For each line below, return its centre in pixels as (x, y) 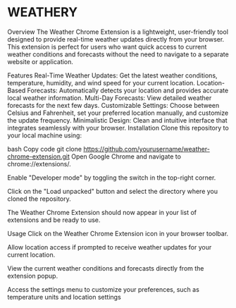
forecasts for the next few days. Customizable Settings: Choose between (113, 105)
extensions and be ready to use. (54, 220)
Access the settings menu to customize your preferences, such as (103, 289)
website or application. (41, 61)
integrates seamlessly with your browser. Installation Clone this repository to (118, 128)
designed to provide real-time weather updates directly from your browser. (116, 39)
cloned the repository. (39, 199)
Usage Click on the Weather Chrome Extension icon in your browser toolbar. (118, 233)
